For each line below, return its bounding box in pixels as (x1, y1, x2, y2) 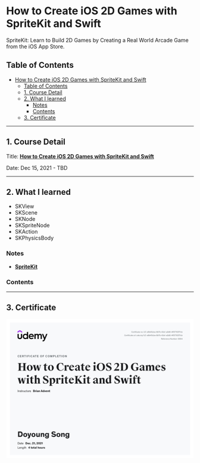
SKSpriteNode (14, 222, 50, 229)
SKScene (14, 209, 37, 216)
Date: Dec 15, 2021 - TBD (6, 164, 68, 171)
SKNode (14, 216, 36, 223)
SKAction (14, 228, 38, 235)
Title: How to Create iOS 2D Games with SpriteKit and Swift (6, 153, 154, 160)
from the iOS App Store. (6, 43, 65, 50)
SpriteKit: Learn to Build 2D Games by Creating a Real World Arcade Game (6, 36, 189, 43)
